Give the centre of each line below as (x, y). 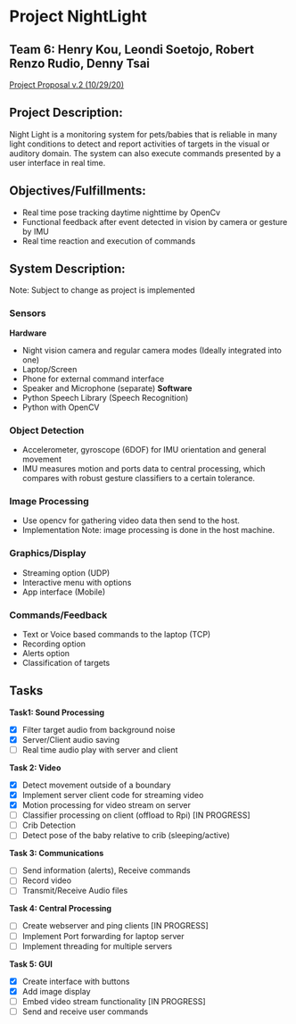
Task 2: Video (35, 767)
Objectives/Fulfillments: (78, 191)
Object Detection (47, 430)
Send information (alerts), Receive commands (106, 870)
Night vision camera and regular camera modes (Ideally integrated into (152, 350)
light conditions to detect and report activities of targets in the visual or (140, 144)
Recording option (54, 644)
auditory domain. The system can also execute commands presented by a (145, 153)
